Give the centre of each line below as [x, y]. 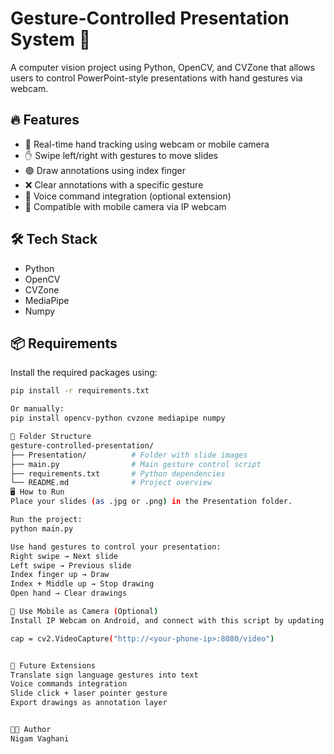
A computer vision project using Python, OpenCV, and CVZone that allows [163, 67]
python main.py [42, 528]
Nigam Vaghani [40, 738]
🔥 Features [45, 120]
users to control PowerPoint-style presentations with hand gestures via [156, 78]
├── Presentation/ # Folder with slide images [129, 455]
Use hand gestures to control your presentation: [116, 547]
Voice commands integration [69, 684]
